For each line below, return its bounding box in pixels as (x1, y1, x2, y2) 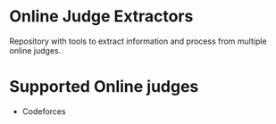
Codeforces (21, 105, 66, 117)
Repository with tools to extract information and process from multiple (9, 36, 267, 46)
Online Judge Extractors (9, 6, 194, 27)
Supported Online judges (9, 77, 199, 97)
